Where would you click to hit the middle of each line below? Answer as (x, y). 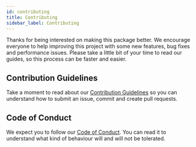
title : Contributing (32, 17)
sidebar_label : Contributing (43, 23)
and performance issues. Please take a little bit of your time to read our (94, 53)
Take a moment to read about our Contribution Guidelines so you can (92, 92)
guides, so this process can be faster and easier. (66, 59)
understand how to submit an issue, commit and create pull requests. (92, 99)
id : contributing (28, 12)
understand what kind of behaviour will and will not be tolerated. (86, 138)
